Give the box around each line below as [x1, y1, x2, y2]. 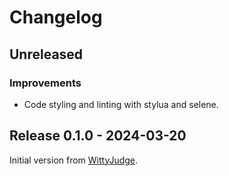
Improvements [9, 76, 82, 90]
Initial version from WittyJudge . [9, 154, 139, 166]
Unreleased [9, 46, 84, 63]
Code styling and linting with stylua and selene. [23, 98, 219, 110]
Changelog [9, 6, 103, 29]
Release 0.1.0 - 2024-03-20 [9, 127, 187, 145]
